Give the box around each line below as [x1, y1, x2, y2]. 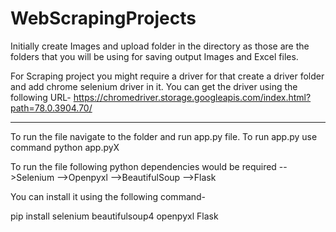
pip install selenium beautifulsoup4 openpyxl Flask [10, 210, 219, 222]
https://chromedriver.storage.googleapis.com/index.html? [73, 91, 312, 103]
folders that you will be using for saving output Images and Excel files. [10, 50, 299, 62]
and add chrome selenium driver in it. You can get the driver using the [10, 80, 298, 92]
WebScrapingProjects [10, 7, 197, 30]
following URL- [10, 91, 72, 103]
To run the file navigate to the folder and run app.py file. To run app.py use [10, 130, 318, 142]
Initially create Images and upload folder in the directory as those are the [10, 40, 310, 52]
